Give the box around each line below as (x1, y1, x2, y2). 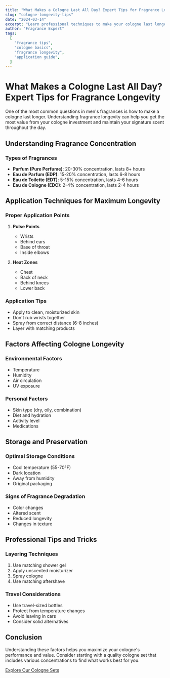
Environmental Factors (5, 355, 62, 362)
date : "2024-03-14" (5, 17, 47, 22)
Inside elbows (20, 249, 50, 256)
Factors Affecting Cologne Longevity (5, 340, 124, 349)
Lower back (20, 285, 45, 291)
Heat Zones (12, 259, 38, 265)
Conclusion (5, 633, 42, 642)
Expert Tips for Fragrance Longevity (5, 92, 161, 103)
